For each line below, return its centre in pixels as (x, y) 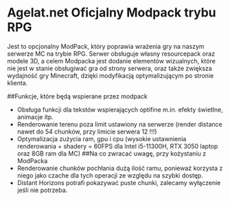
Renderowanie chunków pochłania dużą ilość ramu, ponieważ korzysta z (120, 168)
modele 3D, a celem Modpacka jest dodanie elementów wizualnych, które (112, 61)
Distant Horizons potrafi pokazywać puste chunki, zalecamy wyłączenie (119, 182)
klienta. (18, 83)
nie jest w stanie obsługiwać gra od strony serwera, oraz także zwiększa (110, 68)
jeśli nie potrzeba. (42, 190)
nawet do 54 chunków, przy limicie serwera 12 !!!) (87, 131)
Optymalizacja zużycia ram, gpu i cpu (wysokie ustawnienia (102, 138)
